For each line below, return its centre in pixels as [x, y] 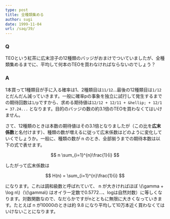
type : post [17, 10]
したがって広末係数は [27, 165]
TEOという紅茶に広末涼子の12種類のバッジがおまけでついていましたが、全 [83, 58]
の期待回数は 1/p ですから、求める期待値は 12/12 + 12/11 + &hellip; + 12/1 [84, 102]
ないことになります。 [36, 211]
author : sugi [19, 19]
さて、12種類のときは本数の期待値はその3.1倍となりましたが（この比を [79, 126]
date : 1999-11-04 [24, 24]
